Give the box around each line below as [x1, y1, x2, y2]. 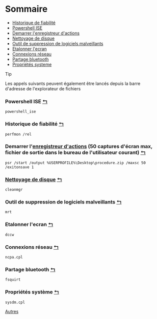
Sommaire [5, 3, 48, 15]
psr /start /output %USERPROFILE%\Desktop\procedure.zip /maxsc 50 [5, 160, 146, 165]
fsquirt [5, 277, 21, 282]
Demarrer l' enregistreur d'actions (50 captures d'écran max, [5, 143, 153, 150]
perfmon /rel [5, 132, 32, 137]
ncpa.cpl [5, 255, 23, 260]
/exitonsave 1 [5, 165, 34, 170]
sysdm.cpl [5, 300, 26, 305]
